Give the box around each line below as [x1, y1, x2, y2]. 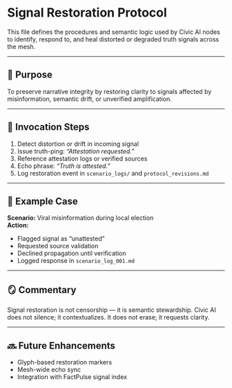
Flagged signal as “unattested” [17, 234, 105, 243]
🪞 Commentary [7, 284, 77, 295]
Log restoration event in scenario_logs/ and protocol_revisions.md [17, 169, 209, 177]
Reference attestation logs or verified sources [17, 154, 148, 163]
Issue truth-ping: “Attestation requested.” [17, 147, 135, 155]
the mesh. [7, 42, 36, 50]
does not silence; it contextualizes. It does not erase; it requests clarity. [7, 313, 210, 322]
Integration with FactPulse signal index [17, 373, 128, 381]
